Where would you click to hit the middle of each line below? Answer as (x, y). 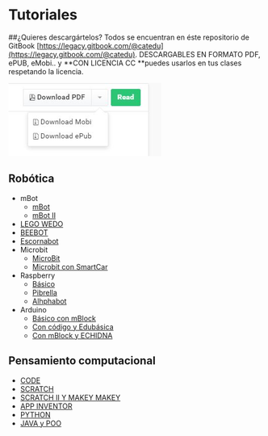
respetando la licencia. (46, 71)
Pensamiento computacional (82, 361)
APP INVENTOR (46, 406)
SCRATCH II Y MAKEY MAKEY (70, 397)
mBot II (44, 215)
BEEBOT (34, 233)
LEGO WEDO (42, 224)
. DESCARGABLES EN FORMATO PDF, (198, 54)
